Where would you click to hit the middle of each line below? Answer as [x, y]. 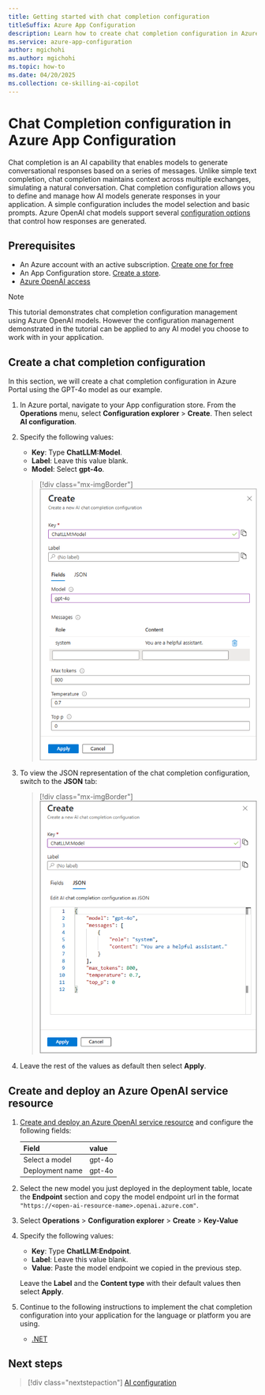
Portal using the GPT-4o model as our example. [86, 390]
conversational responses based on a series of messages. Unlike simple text [132, 171]
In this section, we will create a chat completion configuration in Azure [122, 381]
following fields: [45, 1131]
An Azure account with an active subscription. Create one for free [127, 265]
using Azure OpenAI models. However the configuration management [121, 321]
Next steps [35, 1364]
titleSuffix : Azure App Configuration [72, 25]
